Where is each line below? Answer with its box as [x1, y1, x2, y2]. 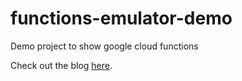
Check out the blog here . [10, 59, 113, 71]
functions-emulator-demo [10, 7, 233, 30]
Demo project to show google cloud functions [10, 40, 199, 52]
